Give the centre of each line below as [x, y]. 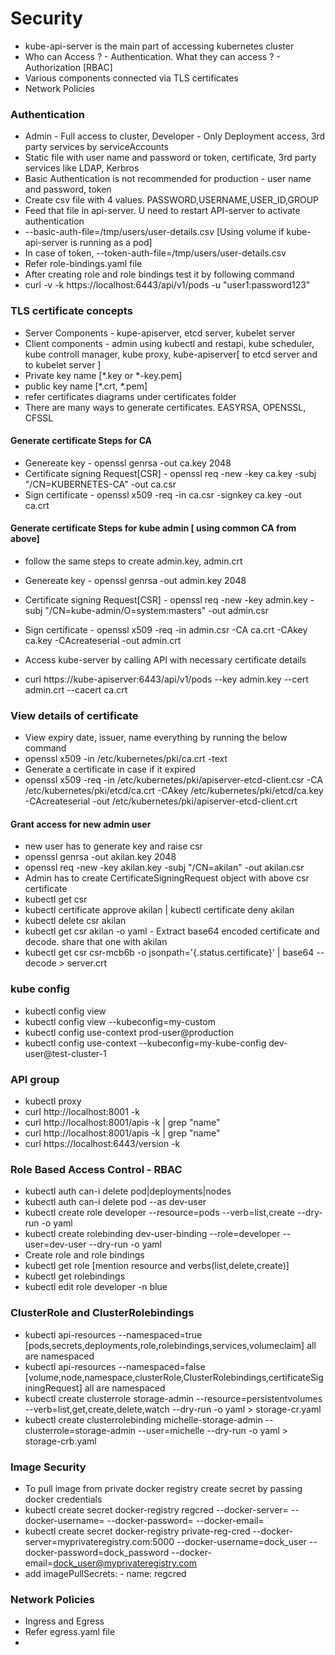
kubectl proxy [53, 1101]
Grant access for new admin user [81, 824]
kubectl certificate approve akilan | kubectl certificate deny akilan [159, 910]
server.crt [87, 963]
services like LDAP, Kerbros [82, 168]
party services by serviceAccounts [96, 147]
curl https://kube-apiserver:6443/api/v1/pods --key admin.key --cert [166, 679]
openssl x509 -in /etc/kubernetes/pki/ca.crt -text [126, 759]
